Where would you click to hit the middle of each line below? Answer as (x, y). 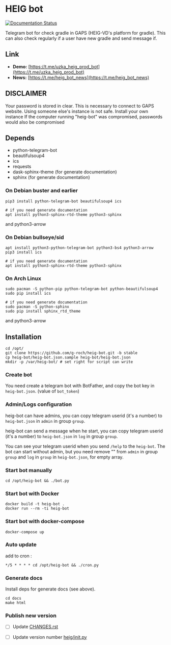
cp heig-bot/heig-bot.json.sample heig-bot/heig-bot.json (68, 357)
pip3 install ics (24, 252)
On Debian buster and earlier (41, 191)
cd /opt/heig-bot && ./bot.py (37, 481)
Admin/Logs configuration (39, 404)
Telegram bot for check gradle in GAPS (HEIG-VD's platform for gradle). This (85, 33)
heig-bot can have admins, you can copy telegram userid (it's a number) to (84, 416)
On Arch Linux (23, 278)
